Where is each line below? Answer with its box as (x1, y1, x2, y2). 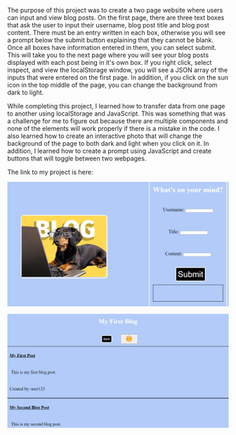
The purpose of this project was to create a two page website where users (7, 6, 223, 14)
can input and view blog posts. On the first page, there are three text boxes (7, 13, 225, 22)
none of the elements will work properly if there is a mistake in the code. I (7, 125, 220, 132)
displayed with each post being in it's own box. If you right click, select (7, 58, 212, 66)
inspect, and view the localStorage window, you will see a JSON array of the (7, 66, 228, 74)
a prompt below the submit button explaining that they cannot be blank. (7, 36, 214, 44)
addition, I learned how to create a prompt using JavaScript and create (7, 147, 212, 155)
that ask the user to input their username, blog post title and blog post (7, 21, 209, 29)
